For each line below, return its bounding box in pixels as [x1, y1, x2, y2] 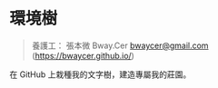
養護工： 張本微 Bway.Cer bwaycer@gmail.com [31, 40, 209, 51]
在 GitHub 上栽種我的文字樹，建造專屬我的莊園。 [9, 69, 192, 80]
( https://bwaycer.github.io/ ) [31, 50, 134, 61]
